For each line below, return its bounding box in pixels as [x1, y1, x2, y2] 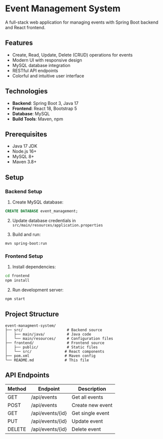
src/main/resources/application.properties [12, 223, 103, 228]
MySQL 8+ [12, 154, 34, 160]
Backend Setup [5, 188, 43, 195]
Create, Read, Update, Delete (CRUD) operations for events [12, 52, 133, 58]
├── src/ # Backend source [5, 327, 102, 333]
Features [5, 39, 33, 47]
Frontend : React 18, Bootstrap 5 [12, 105, 77, 111]
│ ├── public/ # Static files [5, 344, 98, 350]
